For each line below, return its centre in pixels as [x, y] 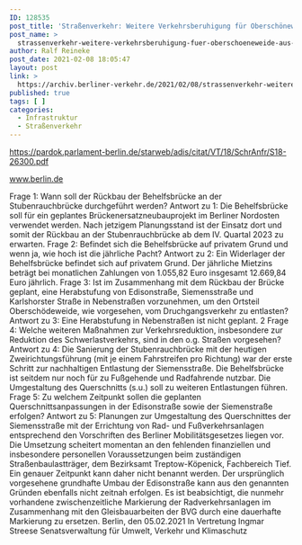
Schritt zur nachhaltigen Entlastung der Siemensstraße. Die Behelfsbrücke [147, 368]
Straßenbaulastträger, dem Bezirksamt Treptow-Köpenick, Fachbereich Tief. [151, 464]
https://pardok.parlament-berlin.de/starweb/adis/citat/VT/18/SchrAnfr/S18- [148, 152]
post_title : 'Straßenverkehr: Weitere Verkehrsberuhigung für [128, 26]
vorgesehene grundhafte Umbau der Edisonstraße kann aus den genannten [149, 483]
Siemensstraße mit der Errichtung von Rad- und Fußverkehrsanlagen [137, 425]
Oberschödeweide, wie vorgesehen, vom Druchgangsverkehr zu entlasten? [149, 311]
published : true [40, 93]
